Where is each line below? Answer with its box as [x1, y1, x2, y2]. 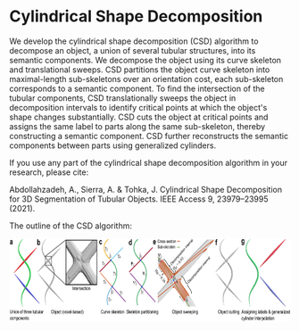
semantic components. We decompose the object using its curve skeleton [9, 54, 282, 65]
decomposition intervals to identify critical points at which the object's [9, 102, 268, 112]
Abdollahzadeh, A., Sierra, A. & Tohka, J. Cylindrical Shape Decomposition [9, 184, 283, 194]
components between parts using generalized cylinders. [9, 140, 217, 151]
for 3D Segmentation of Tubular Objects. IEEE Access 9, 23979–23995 [9, 194, 270, 204]
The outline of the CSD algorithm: [9, 220, 132, 231]
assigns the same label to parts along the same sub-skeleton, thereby [9, 120, 266, 131]
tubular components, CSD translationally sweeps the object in [9, 92, 237, 103]
